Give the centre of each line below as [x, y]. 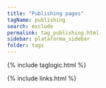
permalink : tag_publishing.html [53, 33]
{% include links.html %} [42, 78]
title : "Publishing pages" [45, 13]
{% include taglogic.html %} [47, 65]
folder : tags [26, 45]
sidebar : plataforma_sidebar [49, 39]
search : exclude [30, 26]
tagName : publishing [37, 20]
